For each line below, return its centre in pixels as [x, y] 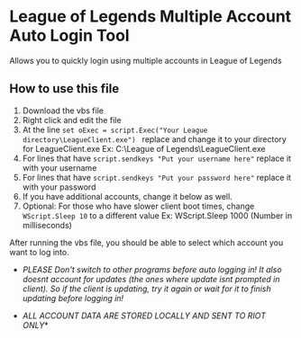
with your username [59, 167]
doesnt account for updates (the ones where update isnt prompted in [151, 279]
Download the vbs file [63, 111]
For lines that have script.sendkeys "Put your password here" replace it [156, 177]
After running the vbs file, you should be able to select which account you [146, 242]
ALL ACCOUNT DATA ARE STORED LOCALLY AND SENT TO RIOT [144, 316]
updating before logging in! [73, 298]
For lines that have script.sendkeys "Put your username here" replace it [156, 158]
